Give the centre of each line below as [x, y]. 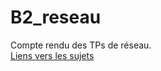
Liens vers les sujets [52, 55]
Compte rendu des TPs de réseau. [81, 45]
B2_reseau [56, 17]
